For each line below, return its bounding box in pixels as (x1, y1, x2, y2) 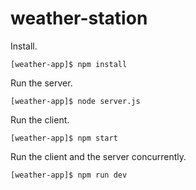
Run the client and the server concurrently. (10, 150, 187, 162)
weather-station (10, 7, 148, 30)
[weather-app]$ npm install (10, 59, 128, 69)
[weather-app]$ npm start (10, 133, 118, 143)
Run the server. (10, 77, 73, 89)
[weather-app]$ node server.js (10, 96, 141, 106)
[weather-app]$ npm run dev (10, 170, 128, 180)
